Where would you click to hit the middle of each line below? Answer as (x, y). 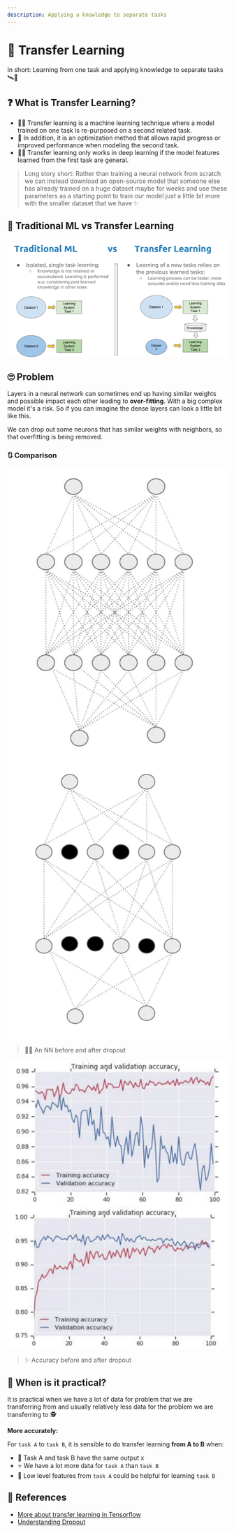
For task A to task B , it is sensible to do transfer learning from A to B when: (116, 1444)
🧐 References (37, 1498)
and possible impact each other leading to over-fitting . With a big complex (115, 401)
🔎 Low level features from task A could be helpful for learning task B (116, 1476)
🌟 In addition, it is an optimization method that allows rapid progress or (119, 138)
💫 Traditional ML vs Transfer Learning (91, 226)
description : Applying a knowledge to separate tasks (87, 15)
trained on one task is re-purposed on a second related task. (104, 131)
